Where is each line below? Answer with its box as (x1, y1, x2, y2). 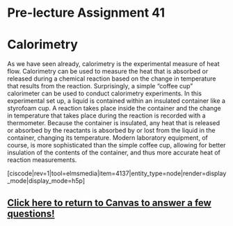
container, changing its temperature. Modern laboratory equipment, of (7, 134, 209, 142)
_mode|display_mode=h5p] (7, 177, 86, 185)
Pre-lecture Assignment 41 (7, 5, 166, 21)
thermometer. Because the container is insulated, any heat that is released (7, 119, 220, 127)
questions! (7, 207, 55, 220)
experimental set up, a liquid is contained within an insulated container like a (7, 97, 226, 105)
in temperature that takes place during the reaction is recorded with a (7, 111, 207, 120)
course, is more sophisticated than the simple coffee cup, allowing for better (7, 141, 226, 150)
